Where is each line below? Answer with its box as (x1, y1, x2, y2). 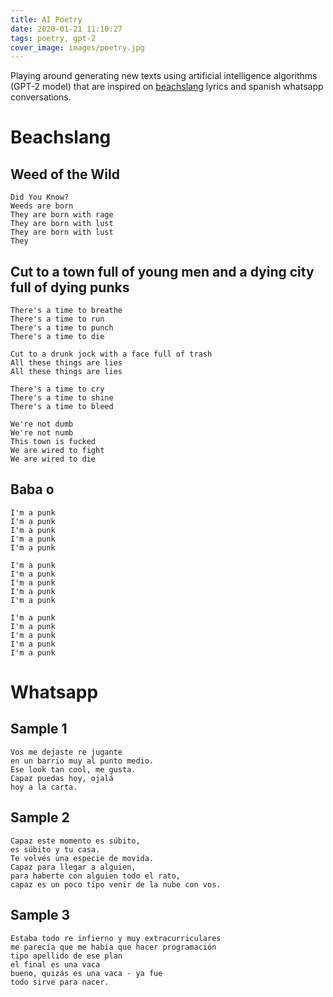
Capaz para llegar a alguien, (10, 862, 137, 872)
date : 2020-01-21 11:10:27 (10, 24, 123, 34)
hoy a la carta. (10, 782, 78, 792)
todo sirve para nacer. (10, 977, 110, 987)
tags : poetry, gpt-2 (10, 33, 97, 43)
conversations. (10, 91, 72, 103)
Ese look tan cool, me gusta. (10, 764, 137, 775)
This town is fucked (10, 437, 97, 447)
